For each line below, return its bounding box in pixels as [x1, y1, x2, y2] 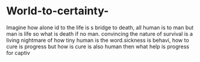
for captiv [6, 49, 30, 56]
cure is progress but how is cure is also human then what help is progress [6, 43, 190, 50]
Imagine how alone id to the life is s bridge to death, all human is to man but [6, 24, 194, 31]
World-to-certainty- [6, 4, 109, 18]
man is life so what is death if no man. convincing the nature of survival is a [6, 30, 193, 37]
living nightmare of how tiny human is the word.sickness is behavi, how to [6, 36, 190, 44]
